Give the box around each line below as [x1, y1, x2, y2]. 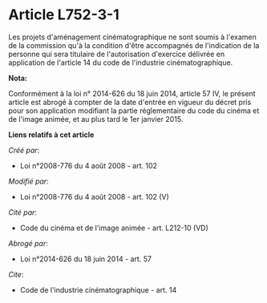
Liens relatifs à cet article [8, 130, 95, 139]
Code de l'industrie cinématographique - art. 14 [19, 285, 177, 294]
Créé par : [8, 145, 40, 155]
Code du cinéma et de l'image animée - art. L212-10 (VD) [19, 223, 208, 232]
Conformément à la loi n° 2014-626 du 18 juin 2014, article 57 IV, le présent [8, 88, 256, 98]
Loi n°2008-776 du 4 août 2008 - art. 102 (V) [19, 192, 170, 201]
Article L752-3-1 [8, 6, 120, 24]
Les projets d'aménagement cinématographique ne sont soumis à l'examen [8, 32, 257, 42]
